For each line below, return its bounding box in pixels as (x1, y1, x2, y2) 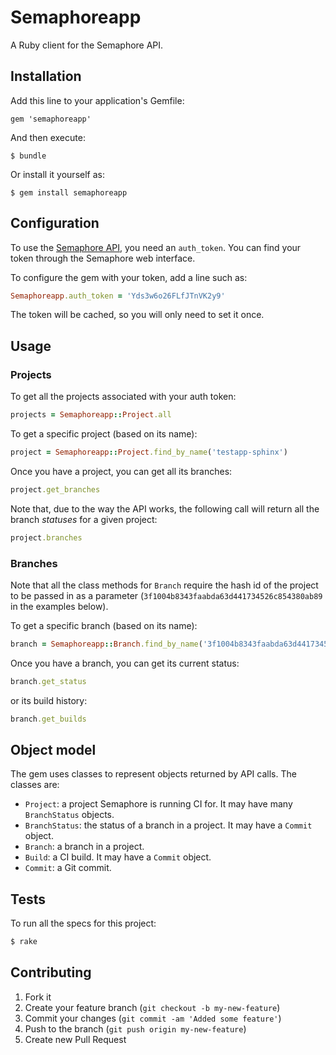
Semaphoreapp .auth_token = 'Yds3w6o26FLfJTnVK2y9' (10, 291, 226, 301)
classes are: (10, 779, 60, 791)
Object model (10, 741, 97, 758)
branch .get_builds (10, 714, 87, 724)
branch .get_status (10, 676, 87, 686)
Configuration (10, 215, 100, 232)
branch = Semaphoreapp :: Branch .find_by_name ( (10, 639, 203, 649)
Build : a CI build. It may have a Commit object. (24, 851, 212, 863)
